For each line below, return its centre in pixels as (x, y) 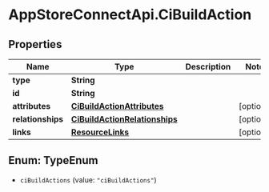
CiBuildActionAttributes (117, 106)
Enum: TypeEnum (53, 160)
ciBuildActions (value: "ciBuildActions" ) (88, 180)
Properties (35, 44)
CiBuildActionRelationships (124, 119)
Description (208, 67)
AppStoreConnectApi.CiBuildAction (130, 15)
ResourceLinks (100, 132)
